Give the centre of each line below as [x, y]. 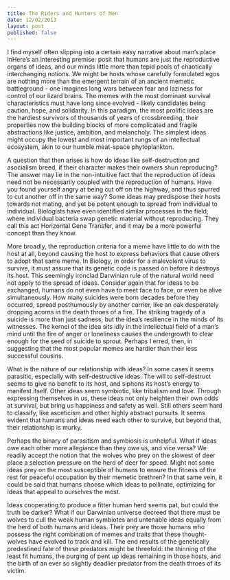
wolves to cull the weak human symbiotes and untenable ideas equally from [114, 520]
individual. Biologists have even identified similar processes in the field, [108, 211]
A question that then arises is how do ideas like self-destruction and [103, 160]
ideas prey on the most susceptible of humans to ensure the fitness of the [112, 470]
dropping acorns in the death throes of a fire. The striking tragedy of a [106, 312]
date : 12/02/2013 [32, 20]
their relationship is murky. [45, 428]
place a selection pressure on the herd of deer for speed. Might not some [111, 463]
